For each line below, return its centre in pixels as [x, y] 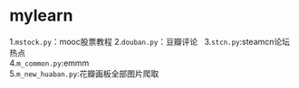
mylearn [41, 16]
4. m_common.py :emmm [49, 63]
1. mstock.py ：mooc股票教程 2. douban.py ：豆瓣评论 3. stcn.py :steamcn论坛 [150, 41]
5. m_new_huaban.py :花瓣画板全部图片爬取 [84, 74]
